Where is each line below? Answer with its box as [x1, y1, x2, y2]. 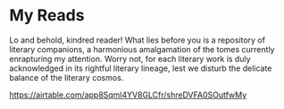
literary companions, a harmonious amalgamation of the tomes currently [9, 43, 275, 54]
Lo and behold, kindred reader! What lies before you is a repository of [9, 35, 266, 45]
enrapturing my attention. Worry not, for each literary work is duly [9, 53, 252, 64]
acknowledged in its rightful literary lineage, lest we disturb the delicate [9, 63, 272, 74]
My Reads [9, 5, 85, 26]
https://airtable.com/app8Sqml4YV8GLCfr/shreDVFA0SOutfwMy [9, 90, 247, 100]
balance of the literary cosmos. [9, 72, 124, 82]
